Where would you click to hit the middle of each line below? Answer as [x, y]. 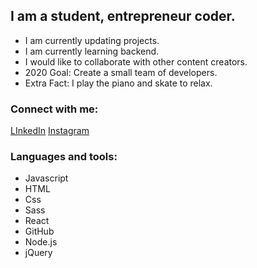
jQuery [38, 253]
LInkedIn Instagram [50, 131]
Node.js [41, 242]
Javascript [46, 178]
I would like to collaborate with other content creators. [136, 61]
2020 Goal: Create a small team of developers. [121, 72]
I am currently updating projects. [92, 40]
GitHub [39, 231]
